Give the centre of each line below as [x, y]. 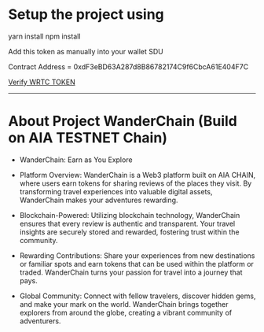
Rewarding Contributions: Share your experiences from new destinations [137, 255]
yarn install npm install [44, 36]
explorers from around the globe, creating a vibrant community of [126, 312]
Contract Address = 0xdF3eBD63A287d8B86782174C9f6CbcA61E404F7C [128, 66]
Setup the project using [86, 15]
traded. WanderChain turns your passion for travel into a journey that [131, 272]
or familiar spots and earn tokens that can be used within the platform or [136, 264]
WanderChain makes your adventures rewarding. [99, 200]
